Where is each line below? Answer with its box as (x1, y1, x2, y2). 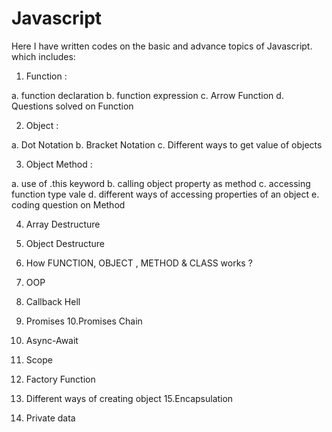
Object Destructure (25, 237, 105, 249)
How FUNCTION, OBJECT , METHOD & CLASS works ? (25, 257, 253, 269)
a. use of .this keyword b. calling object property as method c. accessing (11, 177, 311, 189)
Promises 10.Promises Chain (25, 315, 143, 327)
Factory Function (25, 373, 96, 385)
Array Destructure (25, 218, 101, 230)
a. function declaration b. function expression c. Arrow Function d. (11, 89, 284, 101)
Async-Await (25, 334, 79, 346)
